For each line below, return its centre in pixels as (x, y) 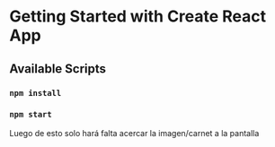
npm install (35, 93)
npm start (31, 115)
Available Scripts (58, 69)
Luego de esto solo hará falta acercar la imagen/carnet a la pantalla (134, 133)
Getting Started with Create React (138, 17)
